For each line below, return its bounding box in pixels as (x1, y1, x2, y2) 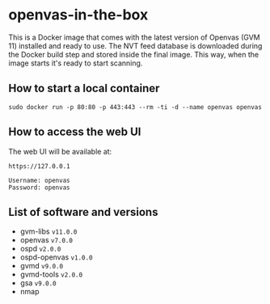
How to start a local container (8, 82, 160, 95)
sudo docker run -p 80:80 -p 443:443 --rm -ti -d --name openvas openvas (8, 103, 263, 111)
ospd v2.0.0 (19, 244, 61, 254)
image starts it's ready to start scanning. (8, 58, 143, 68)
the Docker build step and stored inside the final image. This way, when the (8, 49, 259, 59)
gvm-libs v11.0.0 (19, 226, 78, 236)
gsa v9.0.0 (19, 278, 57, 288)
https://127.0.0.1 (8, 162, 70, 171)
